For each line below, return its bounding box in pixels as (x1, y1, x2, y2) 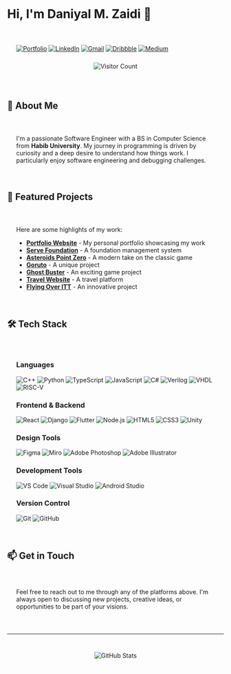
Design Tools (16, 433, 60, 442)
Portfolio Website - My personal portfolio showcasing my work (26, 239, 206, 247)
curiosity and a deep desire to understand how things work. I (16, 149, 189, 157)
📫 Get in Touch (7, 550, 75, 562)
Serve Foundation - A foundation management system (26, 246, 182, 254)
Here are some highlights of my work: (16, 225, 122, 233)
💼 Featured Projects (7, 191, 93, 202)
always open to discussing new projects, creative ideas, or (16, 595, 182, 604)
